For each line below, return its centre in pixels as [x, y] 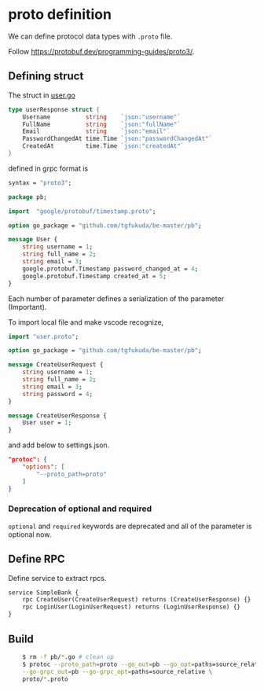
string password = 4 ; [57, 394]
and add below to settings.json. [59, 445]
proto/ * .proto [45, 679]
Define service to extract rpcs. [57, 578]
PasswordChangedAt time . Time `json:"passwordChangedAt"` [117, 139]
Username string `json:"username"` [101, 117]
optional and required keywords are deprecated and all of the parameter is [130, 526]
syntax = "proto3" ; [40, 182]
